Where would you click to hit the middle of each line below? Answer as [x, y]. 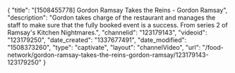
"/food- [213, 47]
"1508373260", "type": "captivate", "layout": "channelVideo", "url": [104, 47]
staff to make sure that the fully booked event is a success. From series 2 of [117, 25]
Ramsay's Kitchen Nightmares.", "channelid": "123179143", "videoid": [107, 32]
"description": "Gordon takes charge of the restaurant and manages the [112, 18]
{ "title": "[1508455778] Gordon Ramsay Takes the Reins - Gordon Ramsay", [117, 10]
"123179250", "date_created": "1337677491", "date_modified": [97, 40]
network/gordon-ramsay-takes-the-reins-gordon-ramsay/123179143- [108, 55]
